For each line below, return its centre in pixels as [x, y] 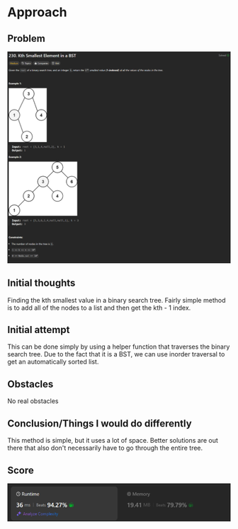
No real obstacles [33, 401]
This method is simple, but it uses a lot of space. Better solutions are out [113, 441]
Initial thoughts [41, 283]
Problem [27, 39]
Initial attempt [39, 330]
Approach [37, 12]
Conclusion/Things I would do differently [100, 423]
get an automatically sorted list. [53, 362]
